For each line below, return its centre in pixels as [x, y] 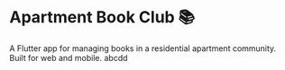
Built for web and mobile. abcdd [69, 57]
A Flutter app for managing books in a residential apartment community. [143, 48]
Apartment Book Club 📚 [102, 17]
